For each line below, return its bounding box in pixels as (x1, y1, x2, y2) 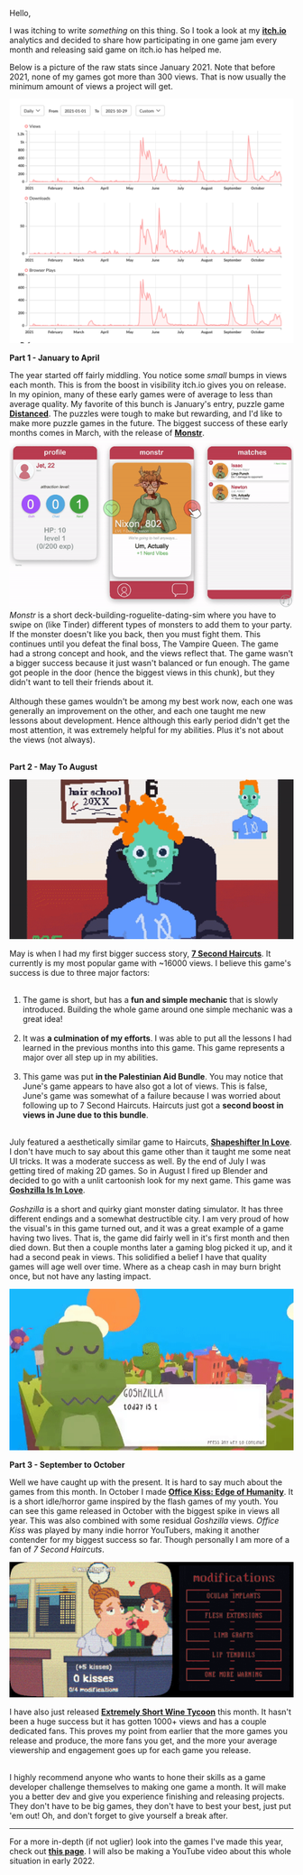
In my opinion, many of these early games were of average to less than (9, 389, 273, 400)
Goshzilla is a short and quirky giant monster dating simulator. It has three (9, 1204, 284, 1215)
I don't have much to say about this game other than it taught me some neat (9, 1146, 291, 1157)
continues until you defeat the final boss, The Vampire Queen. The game (9, 638, 280, 649)
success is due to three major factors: (9, 968, 151, 979)
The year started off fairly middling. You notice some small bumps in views (9, 370, 287, 381)
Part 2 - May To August (9, 761, 97, 772)
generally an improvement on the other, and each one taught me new (9, 705, 266, 716)
